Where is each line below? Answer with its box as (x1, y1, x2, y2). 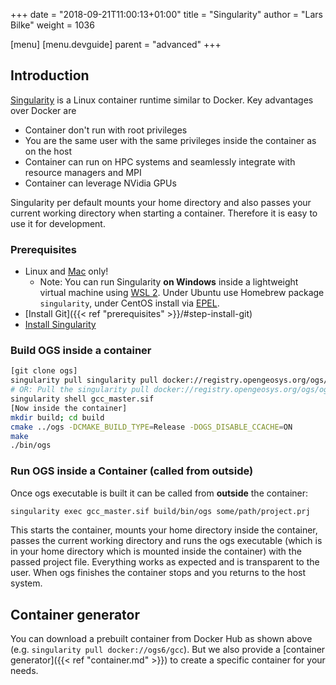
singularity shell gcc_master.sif (10, 394, 155, 404)
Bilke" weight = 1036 (10, 19, 95, 31)
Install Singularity (24, 319, 97, 331)
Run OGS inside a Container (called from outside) (10, 464, 254, 478)
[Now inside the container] (10, 403, 128, 413)
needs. (10, 665, 39, 677)
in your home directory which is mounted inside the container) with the (10, 545, 302, 558)
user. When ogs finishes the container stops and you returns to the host (10, 567, 307, 579)
